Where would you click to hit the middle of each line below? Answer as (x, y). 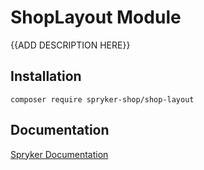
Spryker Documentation (59, 154)
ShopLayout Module (96, 17)
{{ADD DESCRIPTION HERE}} (70, 45)
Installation (46, 76)
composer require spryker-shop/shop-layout (102, 99)
